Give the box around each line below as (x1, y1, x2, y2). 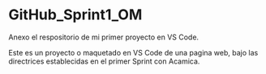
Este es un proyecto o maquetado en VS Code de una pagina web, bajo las (8, 47, 259, 57)
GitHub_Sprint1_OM (8, 6, 143, 24)
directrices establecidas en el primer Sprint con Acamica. (8, 56, 200, 66)
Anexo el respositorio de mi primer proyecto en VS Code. (8, 32, 199, 42)
